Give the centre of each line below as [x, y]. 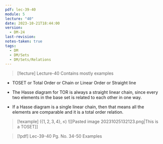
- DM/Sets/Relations [30, 60]
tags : [10, 46]
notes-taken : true [24, 41]
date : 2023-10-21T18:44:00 [32, 23]
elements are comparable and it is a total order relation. [68, 112]
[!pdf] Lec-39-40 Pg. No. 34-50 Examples [60, 136]
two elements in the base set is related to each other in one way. [77, 98]
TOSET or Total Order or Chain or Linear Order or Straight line [74, 83]
